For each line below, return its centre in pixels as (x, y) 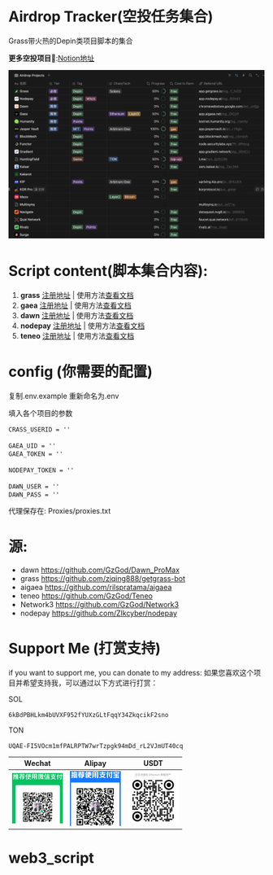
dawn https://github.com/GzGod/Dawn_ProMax (100, 570)
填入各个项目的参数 (41, 413)
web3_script (52, 858)
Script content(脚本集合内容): (108, 271)
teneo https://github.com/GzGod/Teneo (86, 596)
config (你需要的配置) (80, 372)
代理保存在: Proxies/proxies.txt (60, 510)
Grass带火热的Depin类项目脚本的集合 (71, 41)
